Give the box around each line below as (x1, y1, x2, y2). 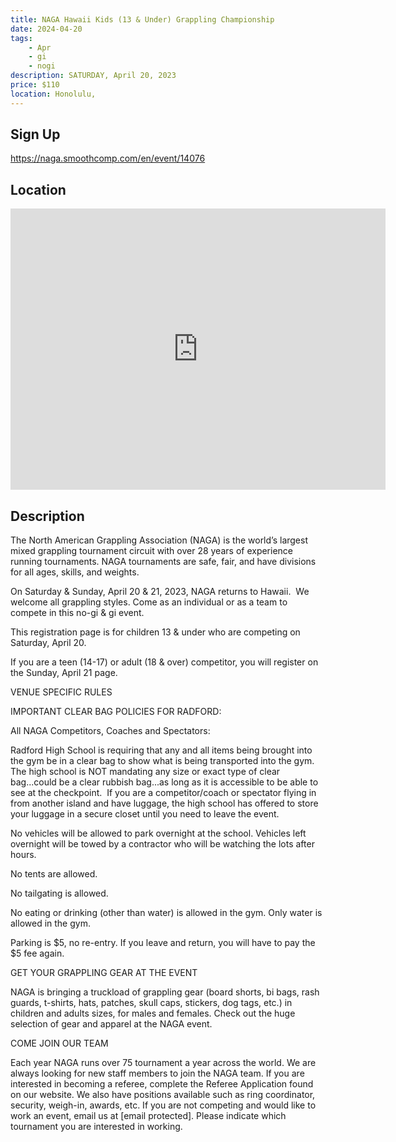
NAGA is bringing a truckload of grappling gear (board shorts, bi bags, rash (10, 986, 320, 998)
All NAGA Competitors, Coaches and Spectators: (10, 725, 211, 737)
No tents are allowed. (10, 868, 98, 880)
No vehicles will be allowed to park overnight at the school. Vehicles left (10, 827, 307, 840)
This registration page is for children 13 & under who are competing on (10, 626, 301, 638)
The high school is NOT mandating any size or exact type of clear (10, 766, 281, 778)
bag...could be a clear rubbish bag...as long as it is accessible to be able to (10, 776, 319, 788)
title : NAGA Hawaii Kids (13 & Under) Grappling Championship (10, 14, 275, 25)
